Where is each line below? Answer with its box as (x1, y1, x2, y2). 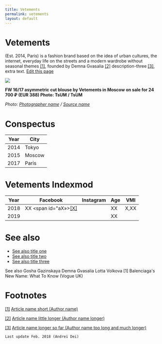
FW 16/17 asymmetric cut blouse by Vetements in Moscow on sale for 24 (5, 87, 154, 93)
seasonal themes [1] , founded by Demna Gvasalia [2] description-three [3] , (5, 63, 155, 69)
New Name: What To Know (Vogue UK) (5, 273, 83, 279)
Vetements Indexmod (5, 179, 94, 190)
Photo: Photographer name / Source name (5, 101, 90, 107)
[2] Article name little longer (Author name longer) (5, 315, 105, 321)
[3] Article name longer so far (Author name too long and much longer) (5, 325, 147, 331)
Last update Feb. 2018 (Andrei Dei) (5, 334, 79, 339)
